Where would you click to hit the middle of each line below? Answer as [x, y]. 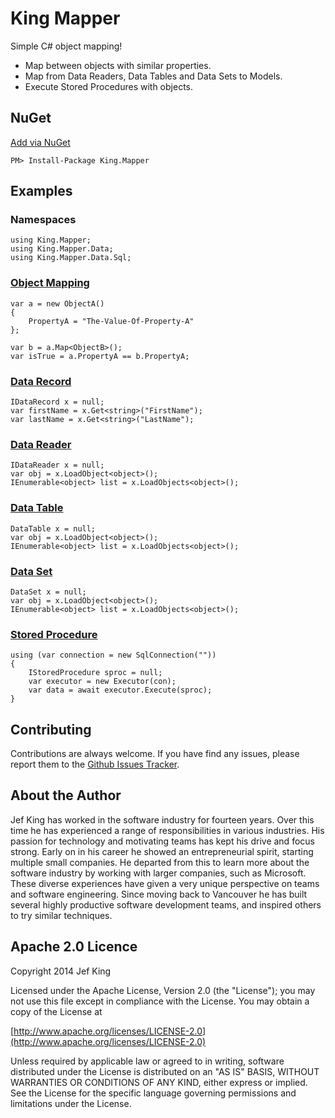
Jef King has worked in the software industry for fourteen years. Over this [162, 819]
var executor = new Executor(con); [102, 682]
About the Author [66, 795]
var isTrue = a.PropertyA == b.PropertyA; [100, 356]
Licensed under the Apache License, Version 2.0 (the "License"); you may [163, 990]
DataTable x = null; [53, 528]
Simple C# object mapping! [66, 46]
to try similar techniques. [61, 915]
